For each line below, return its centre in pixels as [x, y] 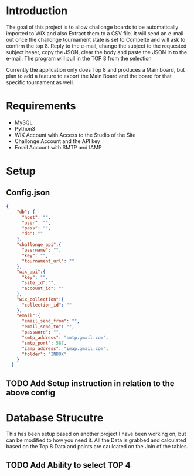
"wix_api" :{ [31, 272]
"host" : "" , [36, 217]
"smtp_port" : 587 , [44, 343]
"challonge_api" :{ [39, 245]
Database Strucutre [55, 417]
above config [31, 392]
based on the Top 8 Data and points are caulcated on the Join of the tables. [97, 447]
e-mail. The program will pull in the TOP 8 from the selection [79, 58]
